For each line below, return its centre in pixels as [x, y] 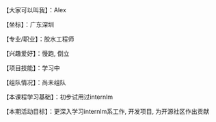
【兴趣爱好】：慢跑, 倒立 [36, 54]
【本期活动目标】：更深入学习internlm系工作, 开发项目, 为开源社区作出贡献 [106, 111]
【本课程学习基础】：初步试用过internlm [58, 97]
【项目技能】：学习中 [31, 68]
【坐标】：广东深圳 [28, 25]
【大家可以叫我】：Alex [35, 10]
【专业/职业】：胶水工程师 [39, 39]
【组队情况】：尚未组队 [35, 82]
